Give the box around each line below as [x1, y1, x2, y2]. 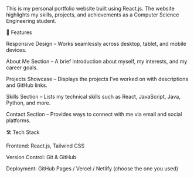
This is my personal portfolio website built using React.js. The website [6, 5, 175, 12]
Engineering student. [6, 18, 57, 24]
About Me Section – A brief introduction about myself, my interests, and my [6, 58, 188, 65]
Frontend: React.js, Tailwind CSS [6, 142, 85, 149]
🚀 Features [6, 29, 32, 36]
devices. [6, 46, 27, 53]
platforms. [6, 117, 31, 124]
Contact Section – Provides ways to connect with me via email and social [6, 111, 182, 117]
